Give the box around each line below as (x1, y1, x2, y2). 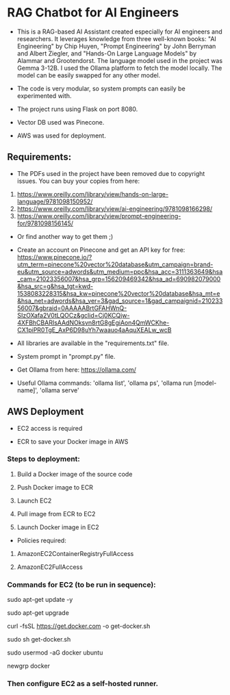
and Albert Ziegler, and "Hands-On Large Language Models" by (16, 49, 197, 58)
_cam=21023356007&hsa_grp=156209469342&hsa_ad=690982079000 (16, 275, 221, 283)
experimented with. (16, 91, 72, 100)
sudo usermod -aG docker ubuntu (7, 648, 103, 657)
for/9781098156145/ (16, 219, 74, 227)
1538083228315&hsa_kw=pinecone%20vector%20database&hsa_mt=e (16, 289, 220, 297)
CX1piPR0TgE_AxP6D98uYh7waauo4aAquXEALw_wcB (16, 325, 172, 333)
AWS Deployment (7, 406, 84, 418)
